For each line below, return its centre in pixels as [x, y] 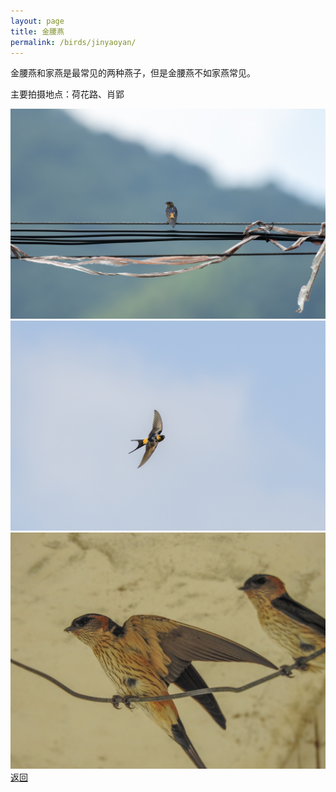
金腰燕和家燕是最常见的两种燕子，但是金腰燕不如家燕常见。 [133, 73]
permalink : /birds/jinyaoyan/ [73, 42]
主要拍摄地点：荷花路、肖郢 [67, 94]
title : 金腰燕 [37, 31]
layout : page [37, 21]
